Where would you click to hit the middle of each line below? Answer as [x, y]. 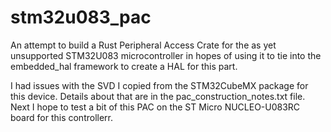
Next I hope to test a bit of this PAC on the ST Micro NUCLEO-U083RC [155, 107]
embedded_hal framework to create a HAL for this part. [124, 66]
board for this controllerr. [62, 117]
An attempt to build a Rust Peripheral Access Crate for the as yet [143, 45]
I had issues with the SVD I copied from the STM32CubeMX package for [159, 85]
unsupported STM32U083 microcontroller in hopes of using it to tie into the [166, 55]
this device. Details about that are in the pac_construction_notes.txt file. [158, 96]
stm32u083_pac [81, 17]
